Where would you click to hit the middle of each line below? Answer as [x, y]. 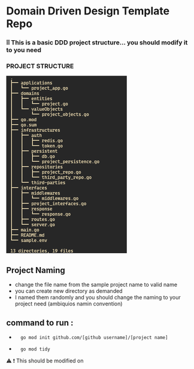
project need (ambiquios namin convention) [69, 304]
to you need [24, 50]
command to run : [40, 322]
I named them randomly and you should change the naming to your [98, 298]
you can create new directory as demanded [69, 291]
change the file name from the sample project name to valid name [96, 285]
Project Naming [36, 270]
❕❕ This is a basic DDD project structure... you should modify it [97, 43]
